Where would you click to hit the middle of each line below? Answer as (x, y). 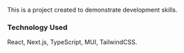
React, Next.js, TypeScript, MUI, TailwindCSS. (72, 42)
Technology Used (37, 27)
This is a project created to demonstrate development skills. (92, 10)
